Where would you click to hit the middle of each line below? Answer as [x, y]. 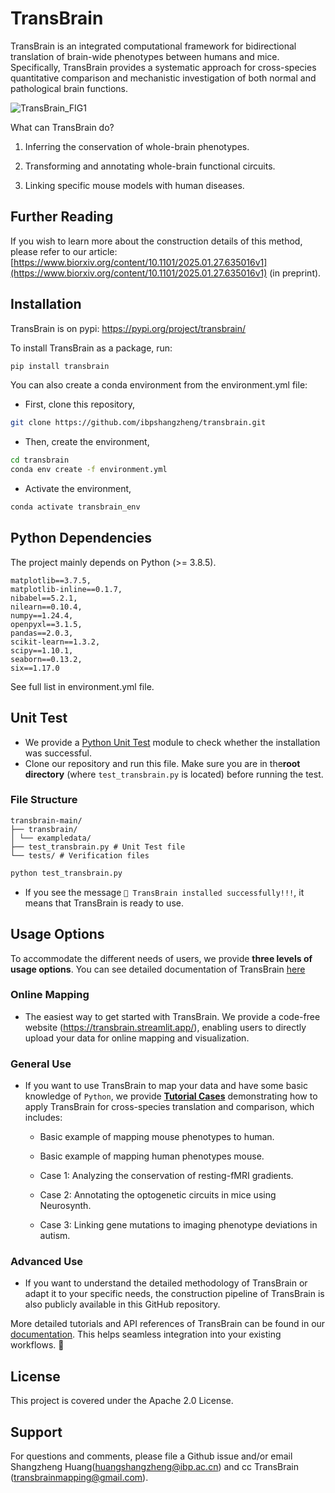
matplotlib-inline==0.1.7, [66, 589]
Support [36, 1432]
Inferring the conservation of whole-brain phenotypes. [137, 146]
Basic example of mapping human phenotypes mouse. [152, 1156]
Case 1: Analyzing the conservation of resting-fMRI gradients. [166, 1176]
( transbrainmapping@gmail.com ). [79, 1478]
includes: [43, 1118]
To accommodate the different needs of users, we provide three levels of [161, 958]
